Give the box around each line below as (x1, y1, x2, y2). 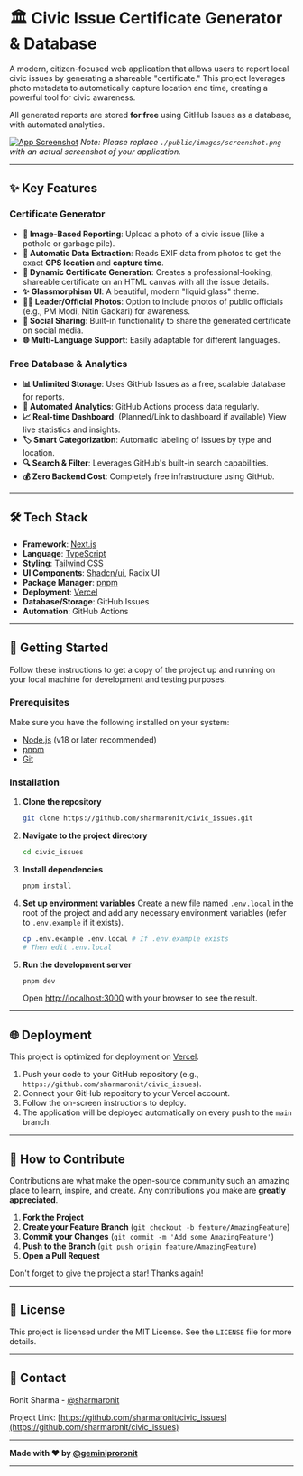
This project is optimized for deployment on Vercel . (9, 1051, 200, 1062)
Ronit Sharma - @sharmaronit (9, 1394, 120, 1405)
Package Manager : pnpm (22, 577, 119, 587)
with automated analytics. (9, 119, 106, 130)
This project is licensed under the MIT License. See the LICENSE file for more (9, 1326, 292, 1337)
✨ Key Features (9, 180, 97, 196)
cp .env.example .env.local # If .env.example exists (22, 934, 229, 944)
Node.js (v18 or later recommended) (22, 733, 158, 745)
